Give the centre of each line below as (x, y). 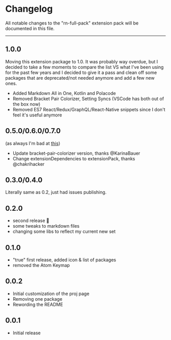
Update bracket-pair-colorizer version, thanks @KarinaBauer (76, 153)
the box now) (26, 104)
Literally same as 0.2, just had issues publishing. (56, 192)
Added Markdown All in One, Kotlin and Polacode (64, 93)
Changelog (29, 9)
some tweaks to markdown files (46, 226)
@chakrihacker (28, 164)
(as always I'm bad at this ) (33, 143)
